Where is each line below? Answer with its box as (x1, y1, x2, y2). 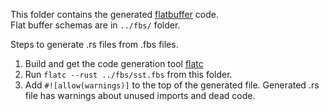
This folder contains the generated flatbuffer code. (10, 9, 219, 20)
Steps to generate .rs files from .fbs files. (10, 39, 179, 50)
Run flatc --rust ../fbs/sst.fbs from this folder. (24, 69, 233, 80)
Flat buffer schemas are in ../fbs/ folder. (10, 19, 181, 31)
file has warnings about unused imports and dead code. (24, 90, 256, 101)
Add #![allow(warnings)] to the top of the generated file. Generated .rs (24, 79, 320, 91)
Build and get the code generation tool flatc (24, 58, 204, 69)
